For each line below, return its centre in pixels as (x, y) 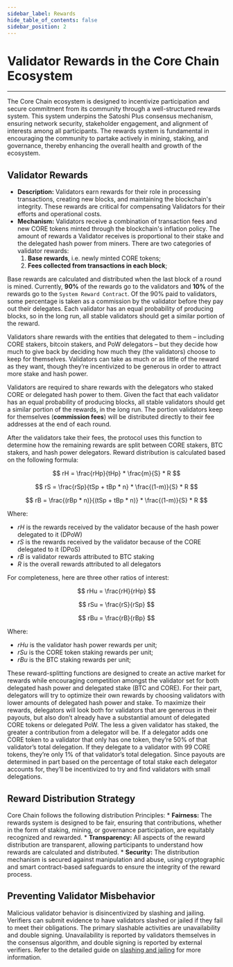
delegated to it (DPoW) (50, 535)
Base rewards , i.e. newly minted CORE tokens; (94, 259)
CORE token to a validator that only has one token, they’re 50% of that (107, 740)
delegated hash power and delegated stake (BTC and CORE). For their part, (114, 688)
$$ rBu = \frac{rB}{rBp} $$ (116, 618)
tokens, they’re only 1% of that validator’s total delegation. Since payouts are (116, 754)
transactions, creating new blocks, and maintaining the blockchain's (114, 200)
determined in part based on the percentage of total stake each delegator (112, 762)
